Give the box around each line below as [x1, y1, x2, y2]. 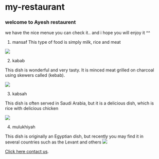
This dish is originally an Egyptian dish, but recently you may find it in [5, 133, 144, 140]
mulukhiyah [12, 124, 35, 130]
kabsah [12, 91, 27, 97]
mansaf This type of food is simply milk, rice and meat [12, 39, 121, 45]
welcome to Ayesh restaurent [5, 19, 76, 26]
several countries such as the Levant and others [5, 139, 102, 145]
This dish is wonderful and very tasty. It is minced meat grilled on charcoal [5, 67, 155, 73]
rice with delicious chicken [5, 106, 58, 111]
